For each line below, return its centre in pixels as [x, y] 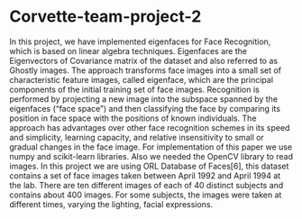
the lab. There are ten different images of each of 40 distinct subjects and [146, 185]
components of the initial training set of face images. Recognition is [134, 89]
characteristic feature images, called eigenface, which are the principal [141, 79]
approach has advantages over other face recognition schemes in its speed [150, 127]
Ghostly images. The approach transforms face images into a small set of [146, 70]
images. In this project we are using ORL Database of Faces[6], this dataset [149, 166]
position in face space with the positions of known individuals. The [133, 118]
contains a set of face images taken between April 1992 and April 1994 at [145, 175]
